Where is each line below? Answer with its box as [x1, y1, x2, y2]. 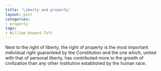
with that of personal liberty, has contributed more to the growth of [5, 55, 144, 60]
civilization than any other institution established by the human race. [5, 60, 147, 66]
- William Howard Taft [5, 30, 53, 35]
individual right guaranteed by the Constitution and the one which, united [5, 49, 157, 55]
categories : [5, 16, 30, 21]
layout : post [5, 12, 33, 17]
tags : [5, 26, 17, 31]
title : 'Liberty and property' [5, 7, 71, 12]
